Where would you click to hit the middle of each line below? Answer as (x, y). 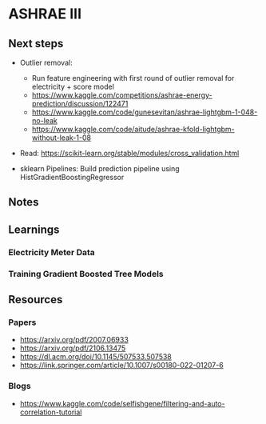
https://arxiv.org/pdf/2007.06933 (74, 340)
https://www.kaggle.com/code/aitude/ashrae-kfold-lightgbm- (133, 129)
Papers (22, 322)
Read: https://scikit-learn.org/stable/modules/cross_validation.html (129, 153)
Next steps (36, 44)
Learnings (34, 229)
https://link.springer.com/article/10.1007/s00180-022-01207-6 (121, 366)
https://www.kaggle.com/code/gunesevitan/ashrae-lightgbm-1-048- (145, 112)
